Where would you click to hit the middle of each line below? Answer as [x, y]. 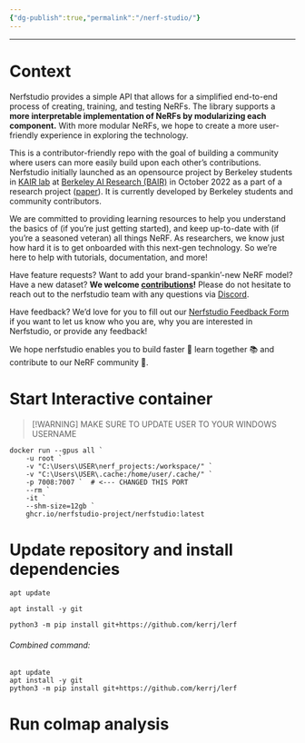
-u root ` [44, 458]
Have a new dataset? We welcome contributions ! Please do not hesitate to [150, 284]
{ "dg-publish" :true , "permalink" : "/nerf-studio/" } [105, 18]
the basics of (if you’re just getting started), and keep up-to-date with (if [144, 228]
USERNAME [54, 433]
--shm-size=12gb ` [60, 506]
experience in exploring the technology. [114, 135]
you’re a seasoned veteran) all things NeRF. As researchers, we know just [147, 238]
